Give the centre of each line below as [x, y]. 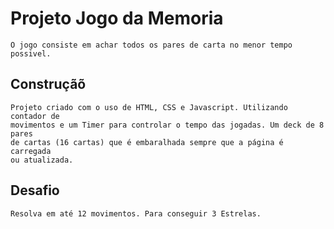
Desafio [35, 190]
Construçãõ [48, 84]
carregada [31, 151]
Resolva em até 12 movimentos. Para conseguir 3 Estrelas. [136, 213]
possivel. [31, 53]
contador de [35, 116]
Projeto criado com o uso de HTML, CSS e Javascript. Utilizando [149, 107]
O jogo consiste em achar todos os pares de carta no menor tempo [151, 45]
